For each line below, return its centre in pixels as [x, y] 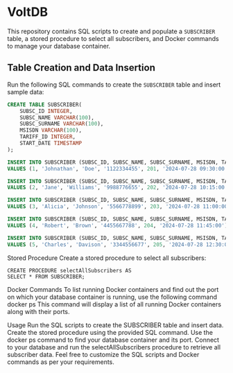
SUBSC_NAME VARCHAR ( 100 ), [57, 118]
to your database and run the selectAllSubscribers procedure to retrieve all [114, 347]
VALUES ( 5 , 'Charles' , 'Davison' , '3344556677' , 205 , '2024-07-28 [105, 244]
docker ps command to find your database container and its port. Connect [113, 340]
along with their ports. [39, 311]
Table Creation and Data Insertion [81, 68]
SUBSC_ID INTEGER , [46, 111]
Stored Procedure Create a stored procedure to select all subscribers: [107, 258]
